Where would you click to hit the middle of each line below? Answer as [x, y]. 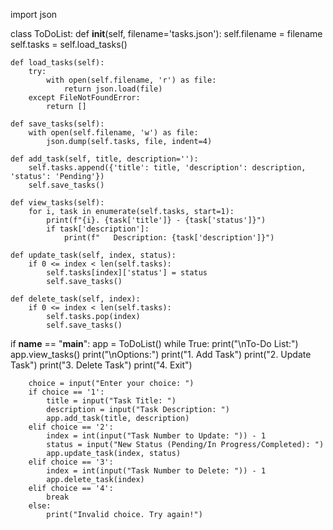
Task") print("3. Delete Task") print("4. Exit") [101, 365]
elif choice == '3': [71, 462]
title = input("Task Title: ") [111, 401]
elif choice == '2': [71, 427]
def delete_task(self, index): [75, 299]
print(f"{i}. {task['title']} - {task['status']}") [156, 220]
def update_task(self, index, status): [93, 255]
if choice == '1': [66, 392]
